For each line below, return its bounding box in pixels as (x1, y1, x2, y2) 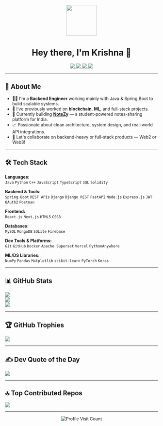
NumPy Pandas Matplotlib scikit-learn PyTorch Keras (5, 258, 109, 263)
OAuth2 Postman (5, 200, 35, 204)
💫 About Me (5, 82, 41, 91)
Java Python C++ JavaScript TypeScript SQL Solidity (5, 180, 108, 185)
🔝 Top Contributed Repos (5, 389, 82, 397)
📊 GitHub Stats (5, 277, 52, 285)
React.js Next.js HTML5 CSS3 (5, 214, 61, 219)
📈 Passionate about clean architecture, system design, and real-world (12, 122, 153, 127)
